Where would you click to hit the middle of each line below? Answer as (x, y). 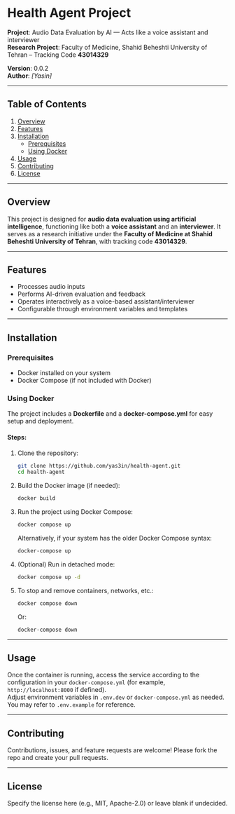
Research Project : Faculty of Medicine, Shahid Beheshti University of (107, 47)
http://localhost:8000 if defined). (57, 690)
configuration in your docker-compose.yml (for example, (86, 682)
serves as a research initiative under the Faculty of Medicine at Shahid (110, 233)
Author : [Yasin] (30, 76)
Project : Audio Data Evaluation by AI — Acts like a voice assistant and (108, 32)
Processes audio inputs (51, 287)
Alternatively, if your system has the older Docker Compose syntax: (114, 538)
